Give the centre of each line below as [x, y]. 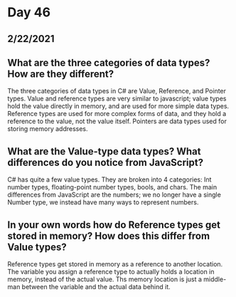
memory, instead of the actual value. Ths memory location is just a [105, 279]
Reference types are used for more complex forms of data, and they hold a [117, 114]
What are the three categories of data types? [109, 62]
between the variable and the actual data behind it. [96, 287]
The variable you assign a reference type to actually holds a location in [111, 272]
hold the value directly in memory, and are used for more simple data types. [118, 106]
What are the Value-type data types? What [104, 151]
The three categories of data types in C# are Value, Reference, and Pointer [117, 91]
